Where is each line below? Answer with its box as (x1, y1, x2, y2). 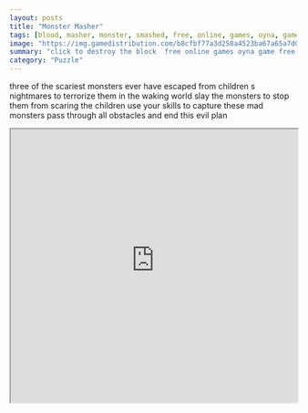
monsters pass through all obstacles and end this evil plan (9, 110, 228, 120)
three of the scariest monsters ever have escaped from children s (9, 81, 255, 91)
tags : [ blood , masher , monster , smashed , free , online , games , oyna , (9, 30, 280, 39)
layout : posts (9, 13, 64, 23)
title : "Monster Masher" (9, 22, 104, 31)
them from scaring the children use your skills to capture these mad (9, 100, 264, 110)
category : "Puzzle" (9, 56, 84, 65)
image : (9, 38, 35, 48)
